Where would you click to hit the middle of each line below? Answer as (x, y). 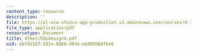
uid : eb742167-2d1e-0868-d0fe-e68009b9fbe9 (60, 44)
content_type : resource (35, 11)
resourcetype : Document (35, 33)
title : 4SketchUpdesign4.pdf (42, 38)
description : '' (26, 17)
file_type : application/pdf (40, 28)
